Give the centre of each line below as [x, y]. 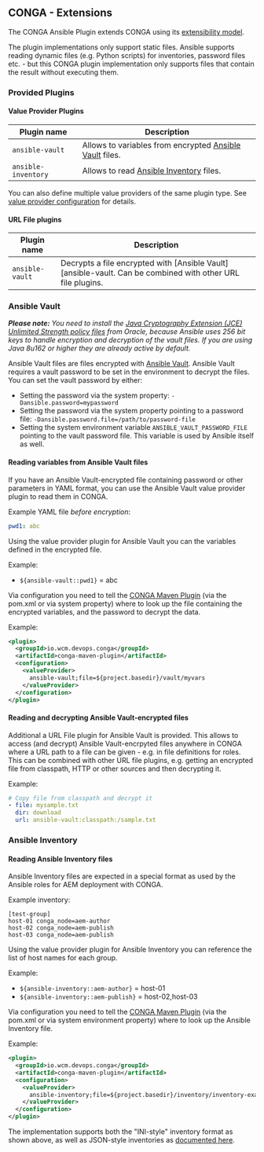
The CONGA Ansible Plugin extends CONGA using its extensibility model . [126, 31]
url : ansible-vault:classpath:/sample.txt [86, 820]
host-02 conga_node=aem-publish [61, 928]
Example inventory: [39, 900]
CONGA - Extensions [60, 13]
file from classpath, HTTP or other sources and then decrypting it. [115, 769]
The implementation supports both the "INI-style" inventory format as [121, 1132]
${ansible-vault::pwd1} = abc [68, 580]
